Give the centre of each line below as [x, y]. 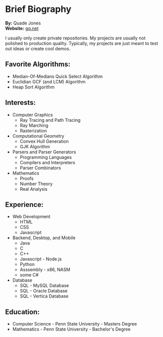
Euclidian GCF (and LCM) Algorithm [49, 81]
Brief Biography [38, 9]
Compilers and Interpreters [48, 162]
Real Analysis [34, 189]
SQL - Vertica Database [44, 296]
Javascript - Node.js [41, 259]
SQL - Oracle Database [44, 291]
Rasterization [33, 130]
